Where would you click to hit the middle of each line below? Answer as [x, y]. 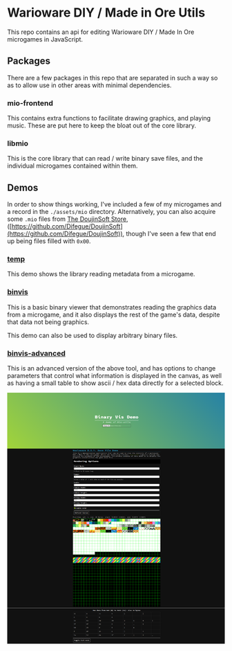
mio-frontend [30, 103]
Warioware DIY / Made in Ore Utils [106, 13]
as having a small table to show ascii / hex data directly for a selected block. [115, 383]
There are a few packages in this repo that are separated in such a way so [113, 78]
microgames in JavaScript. [45, 39]
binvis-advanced [36, 353]
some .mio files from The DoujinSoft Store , [68, 219]
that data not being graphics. [48, 322]
